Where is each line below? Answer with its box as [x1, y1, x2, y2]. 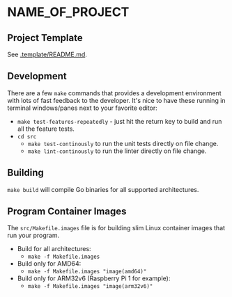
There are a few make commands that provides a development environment [7, 88, 222, 97]
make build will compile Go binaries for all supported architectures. [7, 185, 199, 193]
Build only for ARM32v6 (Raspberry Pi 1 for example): [17, 274, 171, 282]
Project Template [7, 32, 83, 44]
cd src [17, 133, 37, 140]
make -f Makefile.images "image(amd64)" [27, 268, 147, 275]
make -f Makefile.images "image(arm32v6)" [27, 283, 153, 290]
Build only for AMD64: [17, 259, 82, 268]
